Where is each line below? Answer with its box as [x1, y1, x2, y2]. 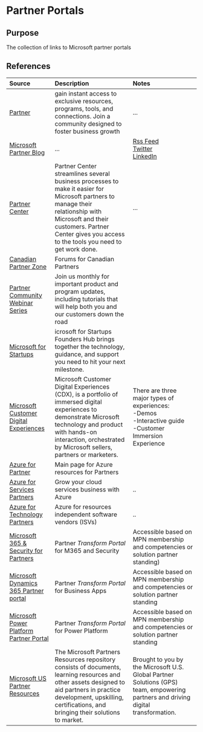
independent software [54, 510, 118, 519]
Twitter [132, 144, 153, 153]
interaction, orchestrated [54, 435, 125, 444]
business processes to [54, 177, 119, 185]
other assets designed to [54, 678, 125, 686]
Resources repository [54, 655, 116, 664]
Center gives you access [54, 230, 125, 238]
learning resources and [54, 670, 121, 679]
